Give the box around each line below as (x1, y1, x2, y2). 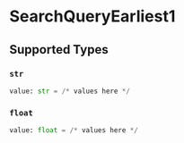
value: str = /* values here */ (9, 87, 130, 96)
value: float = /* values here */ (9, 126, 139, 135)
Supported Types (9, 42, 110, 57)
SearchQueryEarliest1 (9, 6, 176, 27)
